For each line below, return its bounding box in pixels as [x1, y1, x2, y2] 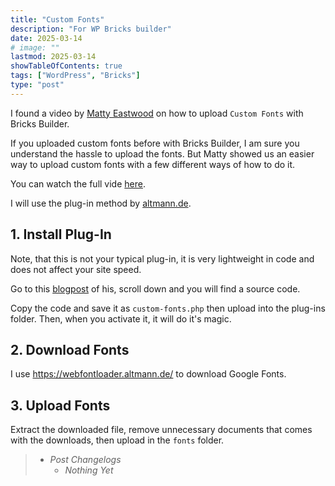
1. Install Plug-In [10, 226, 112, 243]
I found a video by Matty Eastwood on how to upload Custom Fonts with [10, 107, 304, 119]
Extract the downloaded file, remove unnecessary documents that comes [10, 424, 313, 436]
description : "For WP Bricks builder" [10, 24, 172, 34]
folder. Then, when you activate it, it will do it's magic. [10, 312, 232, 325]
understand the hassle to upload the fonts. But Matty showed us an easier [10, 147, 315, 160]
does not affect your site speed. [10, 263, 142, 275]
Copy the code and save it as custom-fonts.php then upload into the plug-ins [10, 302, 326, 314]
